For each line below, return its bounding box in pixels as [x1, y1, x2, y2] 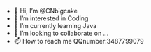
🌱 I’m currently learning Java [13, 22, 97, 30]
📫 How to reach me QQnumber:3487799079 [13, 37, 145, 45]
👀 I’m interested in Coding [13, 14, 89, 22]
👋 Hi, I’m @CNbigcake [13, 7, 78, 15]
